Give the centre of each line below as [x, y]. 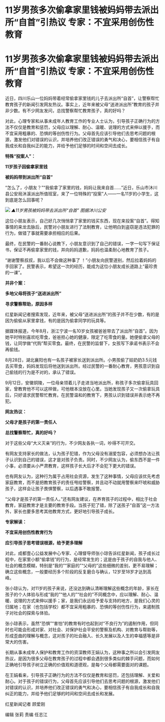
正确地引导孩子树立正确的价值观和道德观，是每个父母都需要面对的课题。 [78, 665]
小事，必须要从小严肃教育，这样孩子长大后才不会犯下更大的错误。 [72, 466]
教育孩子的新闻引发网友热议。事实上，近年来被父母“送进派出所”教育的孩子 [80, 104]
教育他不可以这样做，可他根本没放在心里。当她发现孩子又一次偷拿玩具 [89, 389]
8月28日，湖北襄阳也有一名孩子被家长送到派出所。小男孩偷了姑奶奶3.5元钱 [81, 360]
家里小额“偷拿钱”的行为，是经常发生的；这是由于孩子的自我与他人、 [91, 559]
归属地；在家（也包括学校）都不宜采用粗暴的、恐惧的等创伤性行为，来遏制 [80, 607]
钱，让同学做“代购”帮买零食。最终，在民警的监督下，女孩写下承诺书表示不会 [82, 343]
